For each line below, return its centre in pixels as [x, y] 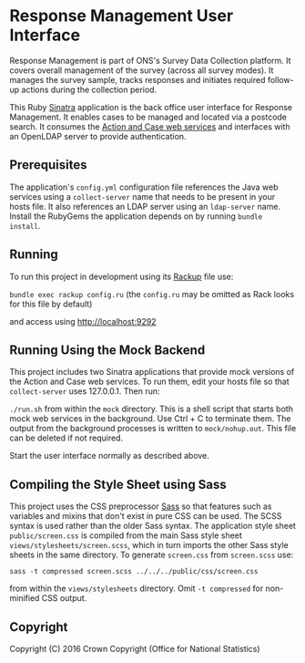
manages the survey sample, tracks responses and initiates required [137, 79]
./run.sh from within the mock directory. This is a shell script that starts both [152, 409]
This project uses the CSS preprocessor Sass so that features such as [141, 506]
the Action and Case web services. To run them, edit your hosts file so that [149, 382]
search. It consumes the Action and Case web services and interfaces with [150, 126]
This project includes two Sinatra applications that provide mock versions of [152, 372]
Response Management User [122, 16]
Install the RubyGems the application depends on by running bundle [136, 216]
